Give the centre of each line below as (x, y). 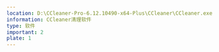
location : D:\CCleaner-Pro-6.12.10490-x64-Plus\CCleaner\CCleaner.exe (109, 13)
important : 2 (25, 32)
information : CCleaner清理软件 (49, 20)
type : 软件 (21, 26)
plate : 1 (19, 38)
